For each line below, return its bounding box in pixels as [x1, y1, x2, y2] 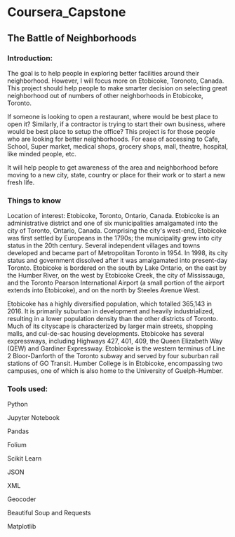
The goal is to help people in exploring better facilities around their [7, 69, 200, 77]
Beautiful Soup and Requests [7, 509, 91, 517]
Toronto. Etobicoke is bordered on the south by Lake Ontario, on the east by [7, 264, 227, 272]
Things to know [7, 196, 62, 205]
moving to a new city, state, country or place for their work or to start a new [7, 170, 226, 179]
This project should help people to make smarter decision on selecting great [7, 83, 228, 92]
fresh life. [7, 178, 35, 186]
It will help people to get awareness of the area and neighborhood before [7, 163, 219, 172]
